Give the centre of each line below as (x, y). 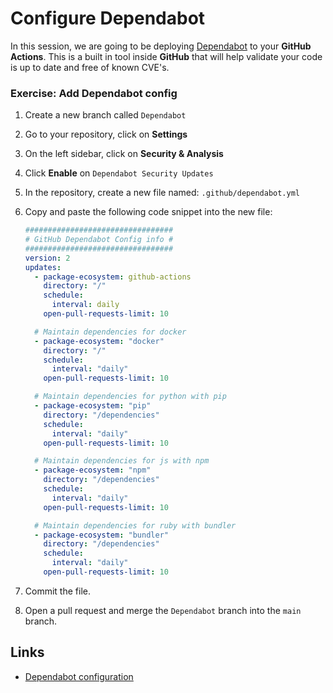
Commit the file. (57, 591)
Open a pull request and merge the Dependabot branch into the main (163, 610)
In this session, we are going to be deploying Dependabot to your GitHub (161, 46)
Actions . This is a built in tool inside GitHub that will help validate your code (166, 56)
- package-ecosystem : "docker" (99, 341)
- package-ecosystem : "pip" (93, 406)
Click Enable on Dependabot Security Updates (119, 173)
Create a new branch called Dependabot (105, 115)
